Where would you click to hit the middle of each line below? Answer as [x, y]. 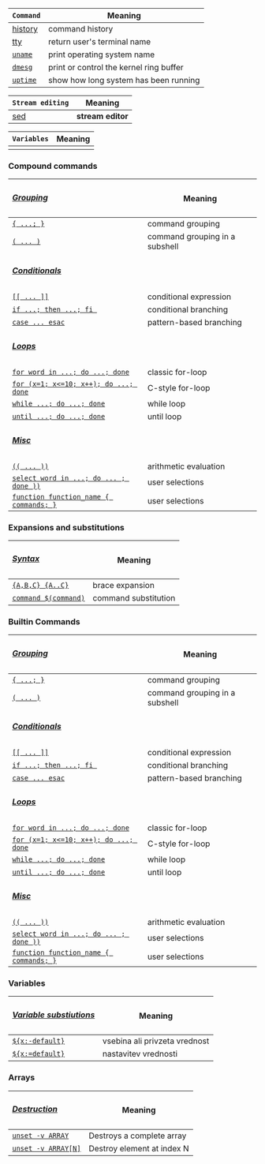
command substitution [134, 598]
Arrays [22, 1078]
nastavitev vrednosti [140, 1054]
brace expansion [124, 586]
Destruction [35, 1109]
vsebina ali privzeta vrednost [156, 1041]
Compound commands [53, 166]
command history [81, 29]
